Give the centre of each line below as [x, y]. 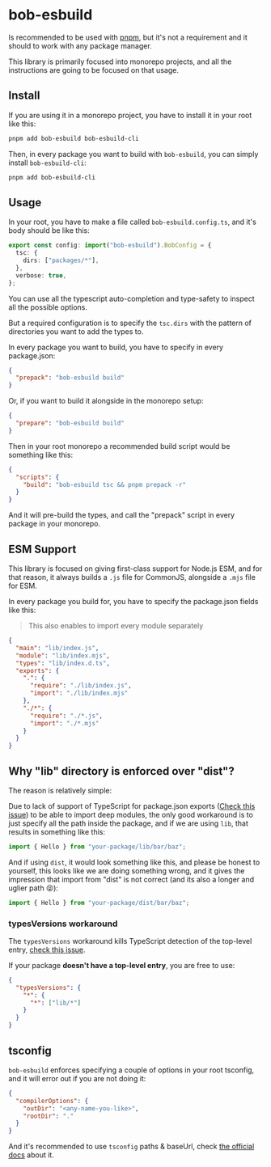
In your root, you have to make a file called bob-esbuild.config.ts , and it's [132, 222]
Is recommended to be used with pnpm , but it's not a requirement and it [128, 37]
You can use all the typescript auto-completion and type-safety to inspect [131, 298]
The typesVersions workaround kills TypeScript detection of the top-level [130, 941]
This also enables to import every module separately [116, 626]
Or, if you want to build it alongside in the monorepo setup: [106, 401]
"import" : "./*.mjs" [64, 723]
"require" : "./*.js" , [66, 716]
